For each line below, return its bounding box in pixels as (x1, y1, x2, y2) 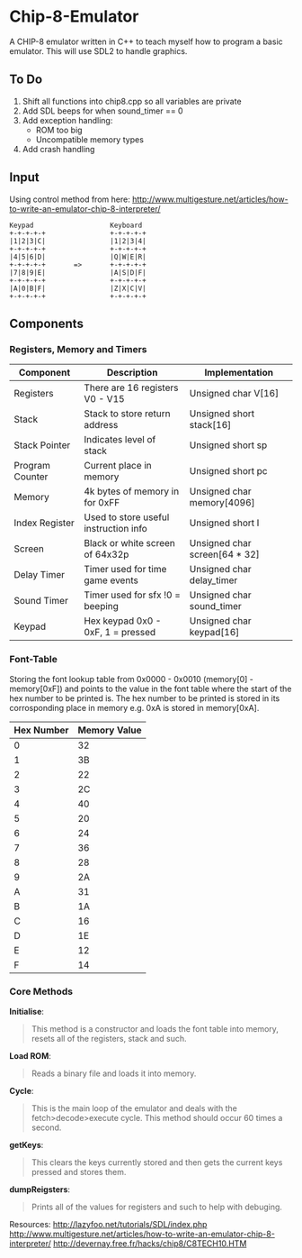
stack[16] (189, 419, 232, 432)
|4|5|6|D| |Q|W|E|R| (9, 252, 147, 261)
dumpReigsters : (9, 1183, 70, 1195)
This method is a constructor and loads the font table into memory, (31, 1023, 279, 1034)
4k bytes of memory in (84, 485, 180, 497)
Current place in (84, 460, 152, 472)
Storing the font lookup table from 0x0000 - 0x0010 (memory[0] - (9, 673, 254, 684)
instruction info (84, 523, 148, 535)
